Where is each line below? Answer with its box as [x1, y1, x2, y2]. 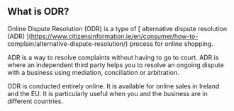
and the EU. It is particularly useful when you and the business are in [7, 89, 208, 98]
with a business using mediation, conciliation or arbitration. [7, 68, 179, 76]
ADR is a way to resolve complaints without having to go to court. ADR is [7, 53, 219, 62]
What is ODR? [7, 6, 69, 18]
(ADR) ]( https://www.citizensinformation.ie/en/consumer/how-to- [7, 32, 199, 40]
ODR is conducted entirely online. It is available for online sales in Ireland [7, 81, 220, 90]
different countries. [7, 97, 64, 105]
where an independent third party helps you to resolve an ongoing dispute [7, 60, 225, 69]
